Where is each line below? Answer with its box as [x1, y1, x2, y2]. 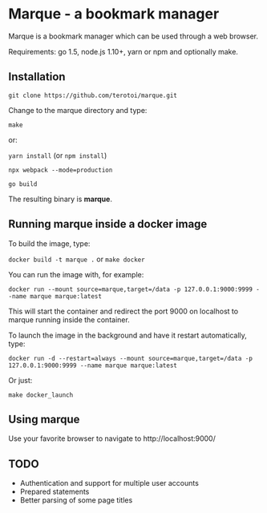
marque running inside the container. [8, 314, 130, 325]
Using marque [8, 412, 80, 426]
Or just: [8, 375, 33, 385]
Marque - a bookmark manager [8, 5, 220, 23]
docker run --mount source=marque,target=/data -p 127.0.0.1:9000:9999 [8, 285, 253, 293]
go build [8, 180, 38, 188]
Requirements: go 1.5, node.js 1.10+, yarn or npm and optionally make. [8, 46, 239, 56]
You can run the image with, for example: [8, 269, 144, 279]
